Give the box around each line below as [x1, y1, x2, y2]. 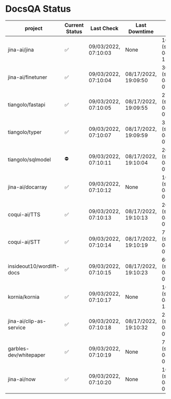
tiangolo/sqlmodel [8, 156, 51, 163]
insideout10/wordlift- [8, 263, 60, 270]
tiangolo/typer [8, 128, 42, 135]
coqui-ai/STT [8, 238, 41, 245]
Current [64, 21, 84, 29]
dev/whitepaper [8, 351, 46, 358]
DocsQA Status [5, 3, 71, 15]
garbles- [8, 345, 30, 352]
